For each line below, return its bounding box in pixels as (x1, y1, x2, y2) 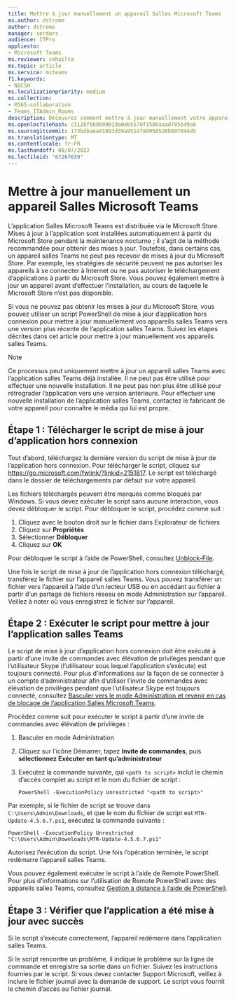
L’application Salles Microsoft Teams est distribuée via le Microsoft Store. (8, 221, 219, 230)
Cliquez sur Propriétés (18, 525, 85, 534)
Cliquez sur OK (18, 540, 62, 548)
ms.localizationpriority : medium (8, 88, 106, 95)
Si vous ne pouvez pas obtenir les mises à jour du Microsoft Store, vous (8, 302, 215, 310)
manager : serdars (8, 29, 59, 37)
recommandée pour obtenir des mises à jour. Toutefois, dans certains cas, (8, 244, 223, 252)
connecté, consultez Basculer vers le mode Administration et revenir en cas (8, 691, 226, 700)
